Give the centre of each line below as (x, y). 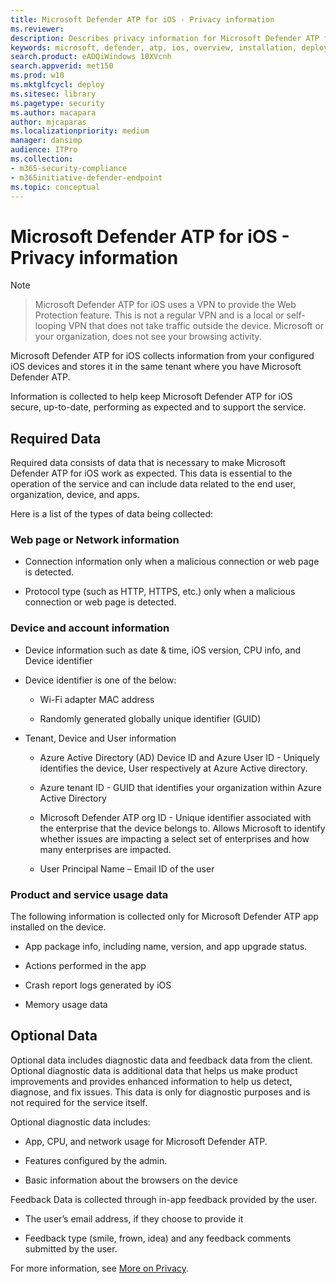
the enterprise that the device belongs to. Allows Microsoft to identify (182, 828)
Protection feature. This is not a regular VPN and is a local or (159, 315)
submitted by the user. (71, 1248)
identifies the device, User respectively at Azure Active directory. (173, 768)
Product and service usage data (89, 894)
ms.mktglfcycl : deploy (57, 85)
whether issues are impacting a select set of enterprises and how (174, 838)
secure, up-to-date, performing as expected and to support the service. (158, 407)
